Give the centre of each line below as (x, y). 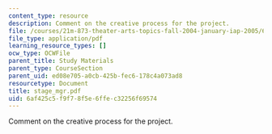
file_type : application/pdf (56, 38)
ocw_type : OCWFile (39, 53)
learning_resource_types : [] (57, 46)
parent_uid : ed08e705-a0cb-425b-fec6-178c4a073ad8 (96, 76)
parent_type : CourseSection (56, 69)
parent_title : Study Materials (61, 61)
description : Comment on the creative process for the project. (119, 23)
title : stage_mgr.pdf (45, 91)
